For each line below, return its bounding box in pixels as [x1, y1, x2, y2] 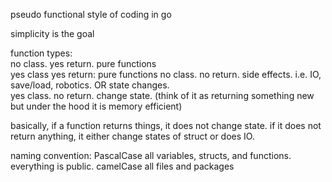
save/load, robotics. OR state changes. [10, 79, 170, 91]
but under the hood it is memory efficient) [10, 100, 183, 112]
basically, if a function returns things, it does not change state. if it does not [10, 120, 322, 131]
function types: [10, 47, 73, 59]
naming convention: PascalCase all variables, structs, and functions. [10, 150, 292, 161]
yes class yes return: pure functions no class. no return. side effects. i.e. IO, [10, 69, 322, 80]
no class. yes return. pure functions [10, 58, 157, 69]
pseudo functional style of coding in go [10, 9, 172, 20]
